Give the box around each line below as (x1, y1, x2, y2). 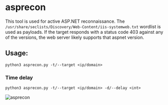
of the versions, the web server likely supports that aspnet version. (5, 34, 144, 40)
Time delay (5, 74, 33, 81)
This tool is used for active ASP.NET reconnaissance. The (5, 18, 125, 24)
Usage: (5, 49, 29, 58)
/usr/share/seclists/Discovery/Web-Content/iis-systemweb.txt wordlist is (5, 23, 161, 29)
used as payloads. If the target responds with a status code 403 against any (5, 29, 163, 35)
